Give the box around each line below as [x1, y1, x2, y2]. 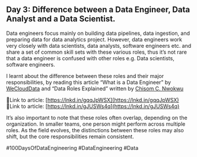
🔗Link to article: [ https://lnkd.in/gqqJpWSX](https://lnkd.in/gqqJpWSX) [6, 96, 179, 103]
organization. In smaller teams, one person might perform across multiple [6, 120, 186, 127]
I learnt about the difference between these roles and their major [6, 72, 164, 79]
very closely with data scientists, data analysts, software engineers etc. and [6, 42, 192, 49]
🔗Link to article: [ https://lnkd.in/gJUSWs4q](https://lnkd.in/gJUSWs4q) [6, 103, 180, 110]
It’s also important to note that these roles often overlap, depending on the [6, 114, 188, 121]
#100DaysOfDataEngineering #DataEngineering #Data [6, 144, 138, 151]
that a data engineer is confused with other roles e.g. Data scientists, [6, 54, 175, 61]
